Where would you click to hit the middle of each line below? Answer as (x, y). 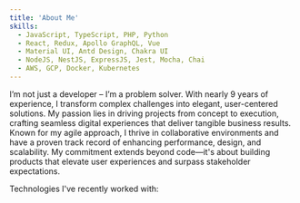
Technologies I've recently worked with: (84, 188)
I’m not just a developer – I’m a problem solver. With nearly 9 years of (139, 94)
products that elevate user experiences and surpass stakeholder (130, 161)
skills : (24, 26)
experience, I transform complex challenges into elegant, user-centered (144, 103)
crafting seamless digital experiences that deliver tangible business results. (150, 122)
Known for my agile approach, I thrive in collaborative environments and (144, 132)
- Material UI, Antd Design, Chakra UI (93, 52)
